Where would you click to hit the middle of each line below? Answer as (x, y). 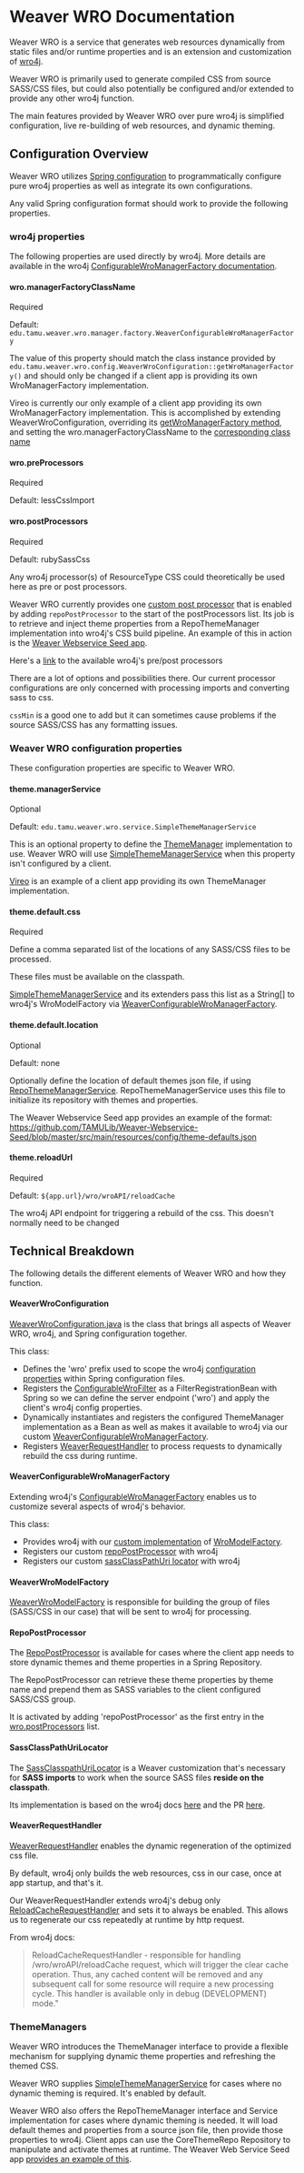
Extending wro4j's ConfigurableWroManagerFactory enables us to (133, 1496)
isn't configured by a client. (60, 864)
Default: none (35, 1062)
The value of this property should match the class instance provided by (143, 358)
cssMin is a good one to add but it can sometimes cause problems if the (143, 715)
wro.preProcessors (47, 462)
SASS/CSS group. (43, 1699)
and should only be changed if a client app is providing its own (141, 376)
